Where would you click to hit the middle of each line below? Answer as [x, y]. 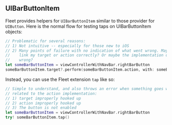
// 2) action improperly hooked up [43, 103]
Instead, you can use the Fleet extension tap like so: [60, 79]
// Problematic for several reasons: [46, 41]
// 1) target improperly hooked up [43, 98]
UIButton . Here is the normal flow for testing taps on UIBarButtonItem [78, 26]
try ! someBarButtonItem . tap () [38, 117]
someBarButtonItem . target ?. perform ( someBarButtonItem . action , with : [80, 70]
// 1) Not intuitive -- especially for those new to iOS [67, 46]
